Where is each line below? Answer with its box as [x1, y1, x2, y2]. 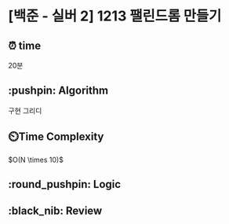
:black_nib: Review [8, 204, 103, 218]
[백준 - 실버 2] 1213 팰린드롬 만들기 [8, 7, 222, 25]
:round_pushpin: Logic [8, 178, 122, 191]
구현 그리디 [8, 105, 42, 115]
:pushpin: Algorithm [8, 84, 108, 97]
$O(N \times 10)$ [8, 155, 64, 164]
